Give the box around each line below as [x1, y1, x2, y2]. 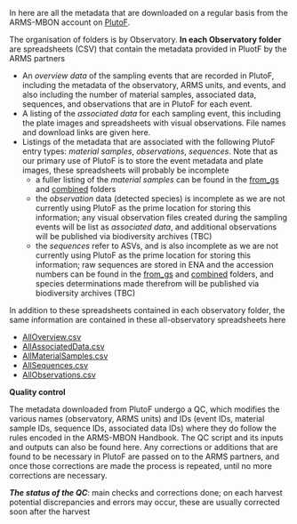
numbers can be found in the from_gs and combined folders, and [35, 269, 274, 279]
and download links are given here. [21, 127, 151, 137]
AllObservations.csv [21, 369, 96, 380]
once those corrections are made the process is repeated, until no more [9, 461, 273, 471]
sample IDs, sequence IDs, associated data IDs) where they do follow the [9, 423, 277, 433]
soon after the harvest [9, 506, 91, 517]
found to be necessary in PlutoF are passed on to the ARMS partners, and [9, 451, 280, 462]
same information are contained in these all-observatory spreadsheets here [9, 315, 286, 325]
